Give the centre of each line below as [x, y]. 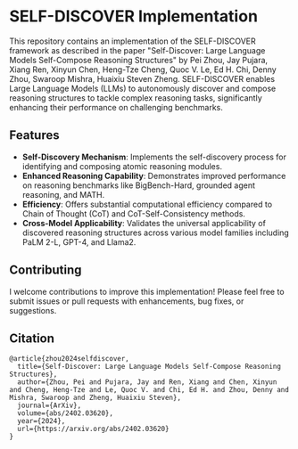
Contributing [46, 270]
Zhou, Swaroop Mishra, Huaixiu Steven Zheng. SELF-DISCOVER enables [142, 78]
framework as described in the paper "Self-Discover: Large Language [137, 50]
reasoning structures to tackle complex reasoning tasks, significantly [136, 98]
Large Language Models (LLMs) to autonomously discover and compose [143, 88]
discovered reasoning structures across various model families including [156, 233]
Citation [32, 338]
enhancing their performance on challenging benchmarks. [116, 107]
